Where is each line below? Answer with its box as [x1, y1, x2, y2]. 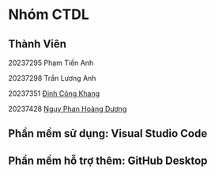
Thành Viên [8, 37, 67, 51]
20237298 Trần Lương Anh [8, 74, 96, 82]
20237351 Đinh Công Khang [8, 89, 100, 98]
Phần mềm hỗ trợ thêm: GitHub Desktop [8, 154, 208, 167]
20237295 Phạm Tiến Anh [8, 58, 94, 67]
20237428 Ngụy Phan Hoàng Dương [8, 105, 127, 113]
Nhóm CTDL [8, 6, 89, 24]
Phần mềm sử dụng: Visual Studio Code [8, 127, 208, 140]
